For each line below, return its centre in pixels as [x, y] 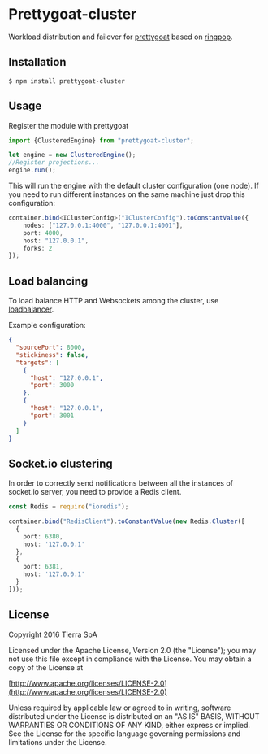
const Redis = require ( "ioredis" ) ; [69, 507]
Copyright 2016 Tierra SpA [53, 634]
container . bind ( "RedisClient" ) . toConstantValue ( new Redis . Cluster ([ [127, 521]
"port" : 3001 [52, 416]
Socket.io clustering [61, 463]
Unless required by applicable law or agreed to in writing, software [120, 708]
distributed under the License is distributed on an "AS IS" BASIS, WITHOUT [134, 716]
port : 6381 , [43, 567]
